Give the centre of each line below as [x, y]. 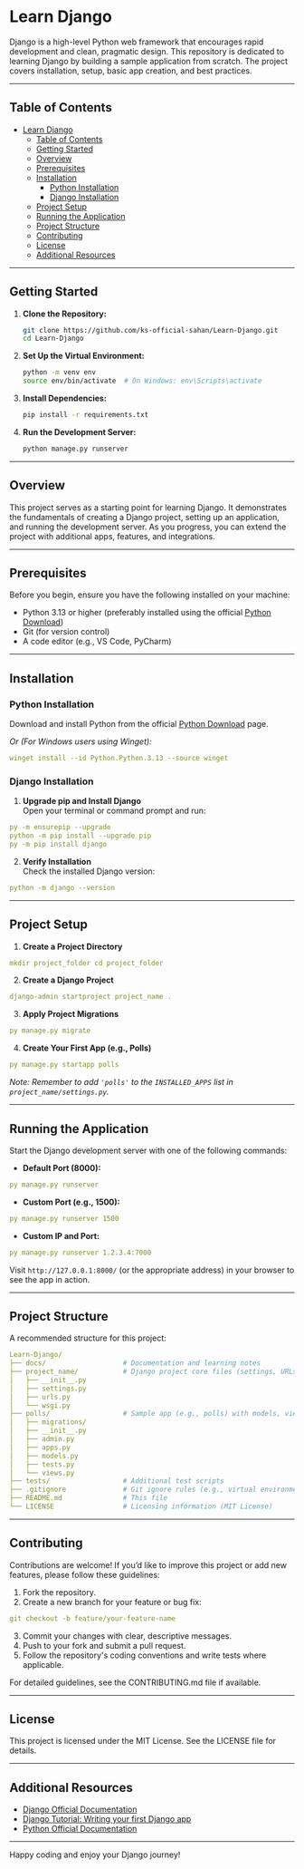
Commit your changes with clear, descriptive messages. [127, 1636]
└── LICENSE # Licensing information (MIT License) [141, 1506]
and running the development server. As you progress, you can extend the [148, 527]
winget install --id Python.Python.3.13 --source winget [119, 759]
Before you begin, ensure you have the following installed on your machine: [150, 595]
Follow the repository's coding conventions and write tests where [144, 1655]
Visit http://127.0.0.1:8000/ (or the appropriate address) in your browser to [152, 1270]
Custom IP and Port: [61, 1235]
